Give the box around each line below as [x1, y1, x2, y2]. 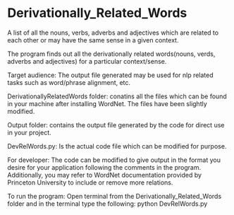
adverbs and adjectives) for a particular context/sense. [7, 57, 167, 65]
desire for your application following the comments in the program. [7, 163, 202, 171]
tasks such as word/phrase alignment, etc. [7, 78, 131, 86]
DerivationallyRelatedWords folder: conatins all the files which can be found [7, 92, 227, 100]
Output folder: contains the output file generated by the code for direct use [7, 120, 225, 129]
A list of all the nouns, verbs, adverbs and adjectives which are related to [7, 28, 219, 37]
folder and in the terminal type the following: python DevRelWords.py [7, 199, 208, 208]
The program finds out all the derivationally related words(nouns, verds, [7, 50, 216, 58]
